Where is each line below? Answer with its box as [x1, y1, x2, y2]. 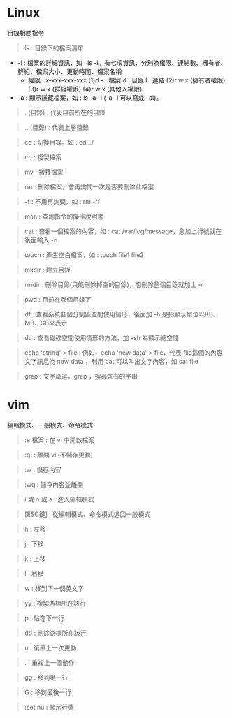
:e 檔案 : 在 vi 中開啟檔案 [24, 435, 94, 444]
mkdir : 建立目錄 [24, 265, 71, 274]
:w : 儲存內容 [24, 465, 61, 474]
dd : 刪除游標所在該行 [24, 629, 87, 637]
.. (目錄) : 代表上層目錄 [24, 123, 89, 131]
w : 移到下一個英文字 [24, 584, 85, 592]
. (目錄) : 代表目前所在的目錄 [24, 108, 106, 117]
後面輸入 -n [24, 235, 58, 244]
